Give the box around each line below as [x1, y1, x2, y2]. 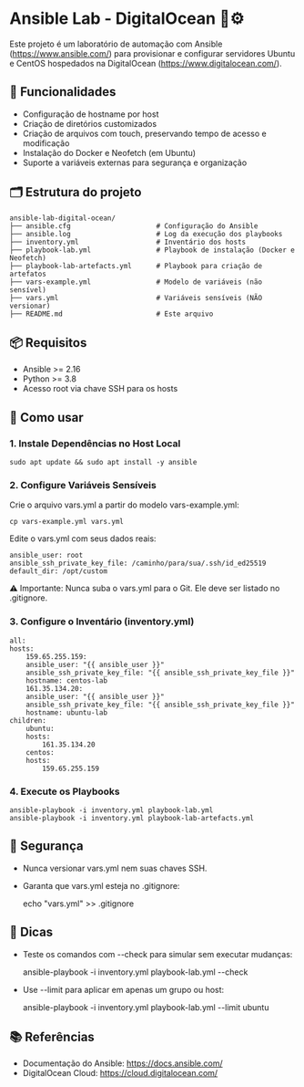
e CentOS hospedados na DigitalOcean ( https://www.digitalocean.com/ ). [9, 57, 282, 68]
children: [9, 716, 47, 725]
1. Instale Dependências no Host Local [9, 437, 181, 450]
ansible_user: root [9, 551, 84, 560]
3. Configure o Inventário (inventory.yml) [9, 615, 195, 628]
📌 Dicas [9, 925, 54, 940]
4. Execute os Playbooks [9, 785, 120, 798]
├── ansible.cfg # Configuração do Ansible [9, 221, 258, 231]
